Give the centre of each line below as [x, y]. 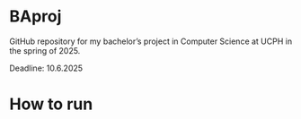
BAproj [35, 17]
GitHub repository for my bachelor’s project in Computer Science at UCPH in [151, 41]
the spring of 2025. [45, 50]
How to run [51, 104]
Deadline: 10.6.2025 [46, 68]
